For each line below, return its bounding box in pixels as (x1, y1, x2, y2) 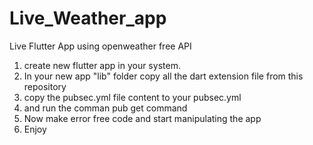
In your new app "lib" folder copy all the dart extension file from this (23, 70, 304, 82)
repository (23, 80, 67, 92)
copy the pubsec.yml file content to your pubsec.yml (23, 91, 242, 103)
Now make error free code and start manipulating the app (23, 112, 262, 124)
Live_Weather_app (9, 7, 167, 30)
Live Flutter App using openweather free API (9, 40, 192, 52)
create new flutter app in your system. (23, 59, 181, 71)
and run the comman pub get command (23, 102, 188, 114)
